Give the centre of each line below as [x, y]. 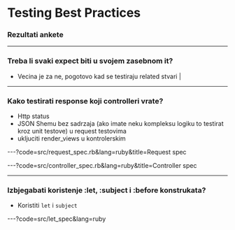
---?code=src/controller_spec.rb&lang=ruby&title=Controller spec [102, 166]
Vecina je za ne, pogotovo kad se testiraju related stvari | [99, 76]
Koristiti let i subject [47, 206]
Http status [34, 116]
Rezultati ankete [36, 35]
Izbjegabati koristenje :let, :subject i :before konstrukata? [107, 190]
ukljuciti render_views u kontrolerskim [71, 138]
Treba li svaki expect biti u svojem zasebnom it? [90, 61]
